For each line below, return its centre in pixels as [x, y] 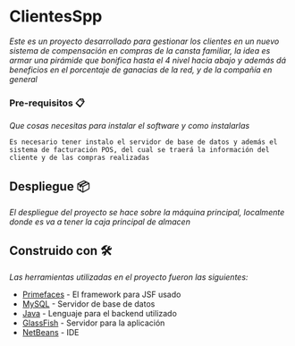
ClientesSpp [56, 17]
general [24, 79]
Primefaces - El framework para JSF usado [101, 294]
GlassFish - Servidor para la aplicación [93, 323]
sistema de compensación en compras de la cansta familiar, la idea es [140, 50]
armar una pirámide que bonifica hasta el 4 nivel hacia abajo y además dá [147, 60]
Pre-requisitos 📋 [47, 103]
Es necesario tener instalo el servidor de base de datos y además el [143, 142]
